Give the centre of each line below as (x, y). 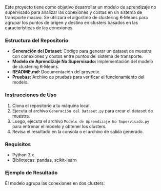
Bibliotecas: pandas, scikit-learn (44, 160)
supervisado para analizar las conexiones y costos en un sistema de (74, 12)
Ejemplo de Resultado (31, 172)
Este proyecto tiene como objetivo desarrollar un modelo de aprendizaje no (81, 7)
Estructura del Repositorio (37, 40)
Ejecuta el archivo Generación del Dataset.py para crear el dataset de (82, 111)
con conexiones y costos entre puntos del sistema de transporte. (77, 56)
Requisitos (18, 144)
